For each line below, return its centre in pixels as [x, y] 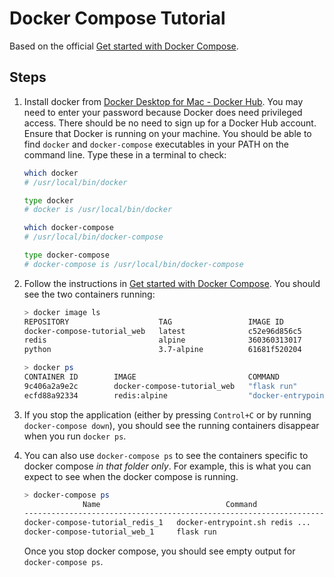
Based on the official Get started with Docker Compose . [124, 46]
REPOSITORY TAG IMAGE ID [154, 322]
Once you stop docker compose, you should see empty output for [159, 551]
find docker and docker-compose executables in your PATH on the [156, 144]
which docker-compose [68, 228]
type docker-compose [66, 255]
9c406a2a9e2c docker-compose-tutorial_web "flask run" [160, 386]
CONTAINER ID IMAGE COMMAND [151, 377]
